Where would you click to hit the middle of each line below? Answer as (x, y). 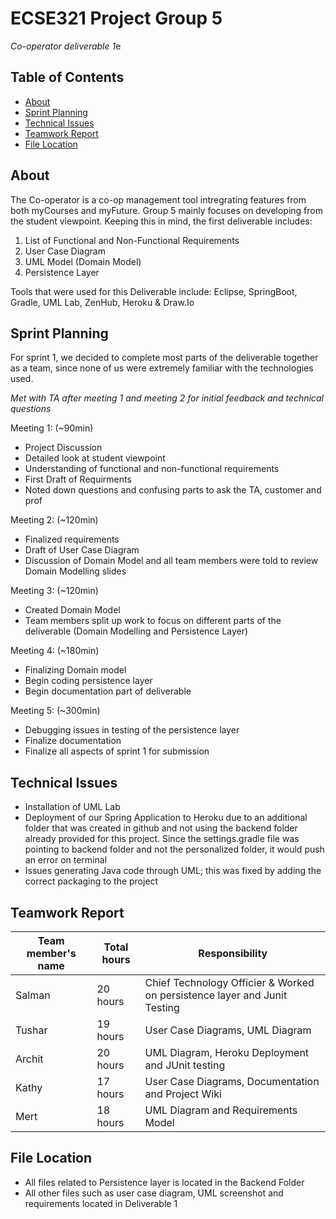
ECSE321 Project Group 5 (116, 18)
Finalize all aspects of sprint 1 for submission (117, 751)
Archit (29, 1059)
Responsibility (233, 953)
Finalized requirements (72, 539)
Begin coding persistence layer (88, 681)
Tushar (31, 1030)
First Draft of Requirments (78, 479)
